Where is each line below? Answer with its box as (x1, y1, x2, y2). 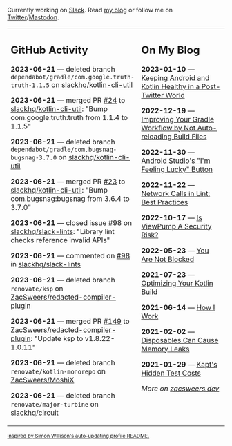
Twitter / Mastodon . (7, 13, 60, 21)
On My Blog (141, 43, 200, 57)
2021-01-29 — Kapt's (141, 359, 217, 369)
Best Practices (141, 197, 188, 206)
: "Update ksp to (30, 333, 84, 343)
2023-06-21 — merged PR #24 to (10, 95, 126, 105)
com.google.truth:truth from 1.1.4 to (10, 113, 128, 122)
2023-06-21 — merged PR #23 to (10, 176, 126, 186)
